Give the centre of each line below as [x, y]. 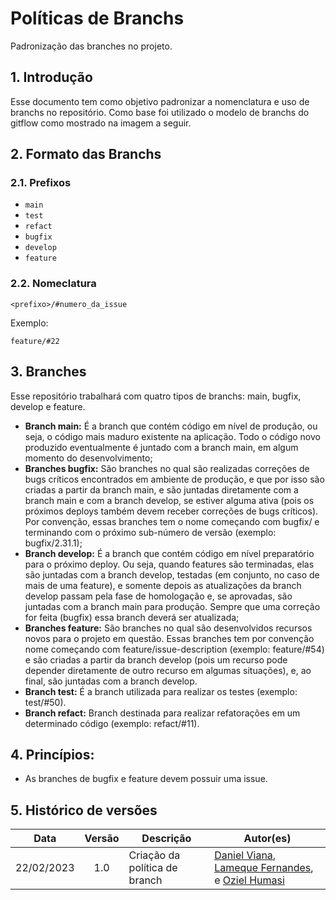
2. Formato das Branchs [86, 154]
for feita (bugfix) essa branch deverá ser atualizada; [132, 617]
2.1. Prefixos [41, 183]
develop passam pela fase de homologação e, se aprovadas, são [158, 596]
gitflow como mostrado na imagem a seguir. [101, 123]
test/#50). [45, 702]
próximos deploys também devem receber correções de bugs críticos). [171, 511]
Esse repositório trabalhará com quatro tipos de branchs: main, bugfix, [156, 396]
